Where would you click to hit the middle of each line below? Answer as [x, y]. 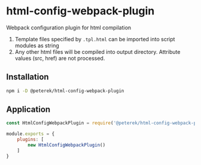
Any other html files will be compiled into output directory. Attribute [98, 51]
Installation [28, 77]
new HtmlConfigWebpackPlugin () [67, 145]
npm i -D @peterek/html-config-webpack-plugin [65, 91]
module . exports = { [31, 134]
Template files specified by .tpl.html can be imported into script [95, 39]
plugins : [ [31, 140]
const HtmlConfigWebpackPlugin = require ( [60, 123]
